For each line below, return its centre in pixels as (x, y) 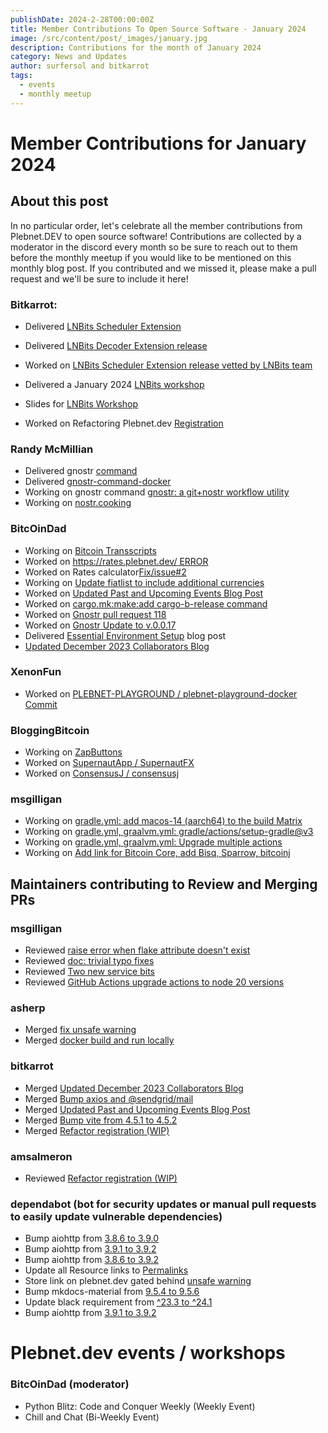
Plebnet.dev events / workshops (148, 1353)
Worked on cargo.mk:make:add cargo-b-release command (146, 603)
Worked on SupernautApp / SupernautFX (109, 763)
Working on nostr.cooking (78, 503)
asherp (28, 1008)
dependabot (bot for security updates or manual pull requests (163, 1204)
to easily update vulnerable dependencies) (116, 1216)
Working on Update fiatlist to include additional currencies (144, 582)
